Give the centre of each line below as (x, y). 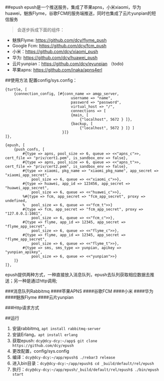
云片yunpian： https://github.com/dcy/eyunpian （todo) (68, 64)
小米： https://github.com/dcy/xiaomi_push (55, 51)
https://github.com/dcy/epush (43, 346)
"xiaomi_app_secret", (27, 175)
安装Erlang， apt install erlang (45, 335)
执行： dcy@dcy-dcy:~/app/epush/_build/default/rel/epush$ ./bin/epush (85, 369)
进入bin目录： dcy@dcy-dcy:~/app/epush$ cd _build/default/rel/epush (83, 363)
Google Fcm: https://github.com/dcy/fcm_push (59, 46)
